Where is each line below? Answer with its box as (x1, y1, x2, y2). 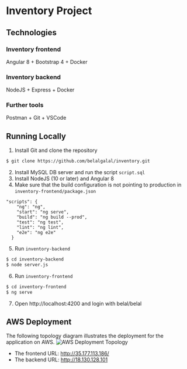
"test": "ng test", (16, 219, 64, 225)
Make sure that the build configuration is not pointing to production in (14, 181, 182, 188)
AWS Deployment (6, 317, 72, 327)
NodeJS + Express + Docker (6, 86, 75, 93)
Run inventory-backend (14, 245, 70, 252)
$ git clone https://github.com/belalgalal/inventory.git (6, 158, 150, 164)
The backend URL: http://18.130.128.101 (14, 356, 108, 363)
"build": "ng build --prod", (16, 214, 88, 221)
